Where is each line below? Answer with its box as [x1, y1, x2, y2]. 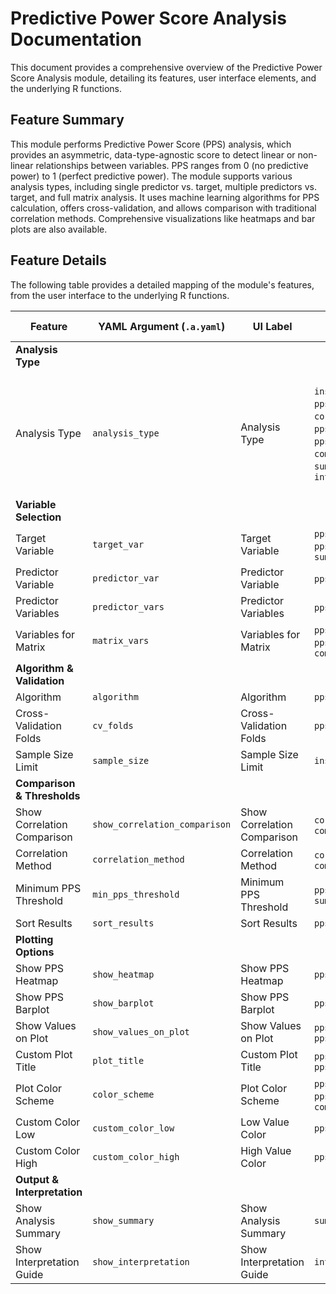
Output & [15, 1172, 60, 1186]
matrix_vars [92, 635, 150, 646]
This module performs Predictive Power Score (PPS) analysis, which [10, 138, 292, 150]
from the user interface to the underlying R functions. [10, 289, 230, 301]
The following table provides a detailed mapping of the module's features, [10, 278, 315, 291]
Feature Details [10, 252, 107, 269]
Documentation [10, 28, 143, 51]
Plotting [15, 932, 54, 946]
